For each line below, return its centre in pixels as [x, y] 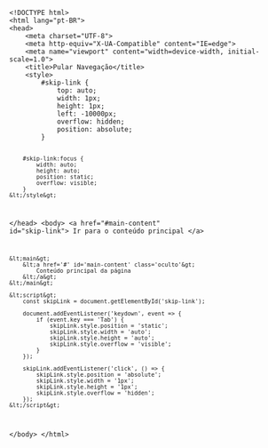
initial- [244, 52]
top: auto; [77, 91]
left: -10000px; [87, 114]
